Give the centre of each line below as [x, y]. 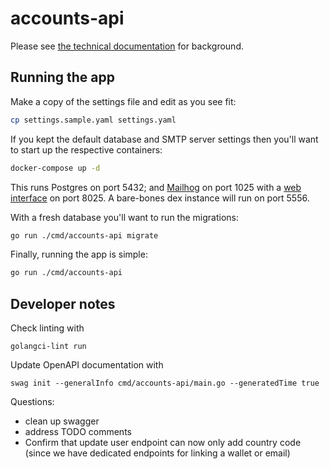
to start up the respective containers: [86, 149]
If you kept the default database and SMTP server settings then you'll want [164, 139]
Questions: [32, 402]
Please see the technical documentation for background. [127, 46]
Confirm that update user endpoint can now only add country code [163, 443]
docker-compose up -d [55, 168]
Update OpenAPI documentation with [87, 365]
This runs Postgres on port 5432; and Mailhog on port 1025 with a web [156, 187]
